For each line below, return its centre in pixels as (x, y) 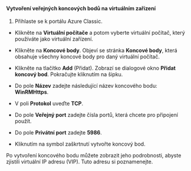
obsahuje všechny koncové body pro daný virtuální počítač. (87, 57)
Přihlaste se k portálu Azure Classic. (59, 21)
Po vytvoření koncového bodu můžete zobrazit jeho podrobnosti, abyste (94, 156)
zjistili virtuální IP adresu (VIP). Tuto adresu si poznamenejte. (80, 162)
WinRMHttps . (32, 92)
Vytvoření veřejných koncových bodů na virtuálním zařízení (81, 8)
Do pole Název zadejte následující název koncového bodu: (86, 86)
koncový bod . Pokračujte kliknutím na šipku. (69, 74)
